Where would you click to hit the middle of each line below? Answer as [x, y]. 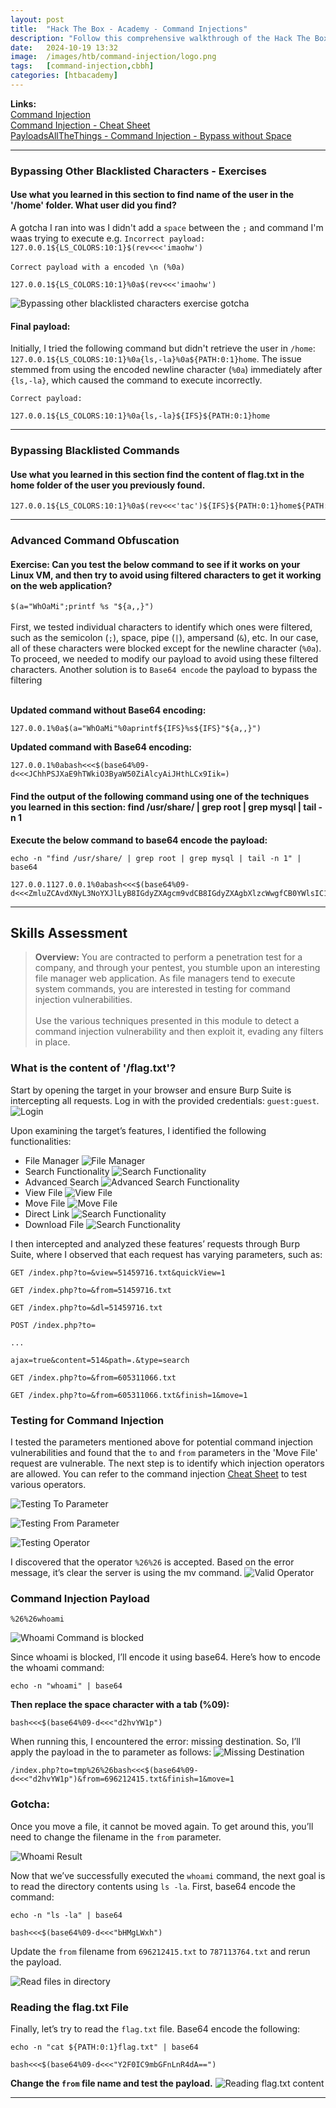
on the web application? [61, 585]
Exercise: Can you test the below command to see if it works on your [155, 564]
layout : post [37, 19]
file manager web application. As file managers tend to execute [165, 978]
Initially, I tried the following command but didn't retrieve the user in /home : [163, 348]
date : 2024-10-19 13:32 [64, 47]
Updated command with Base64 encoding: [101, 747]
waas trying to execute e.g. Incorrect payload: [108, 238]
